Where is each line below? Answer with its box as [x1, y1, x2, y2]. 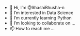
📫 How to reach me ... [9, 26, 55, 31]
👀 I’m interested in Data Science [9, 10, 74, 16]
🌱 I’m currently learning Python [9, 15, 72, 20]
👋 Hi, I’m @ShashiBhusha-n [9, 5, 64, 10]
